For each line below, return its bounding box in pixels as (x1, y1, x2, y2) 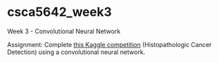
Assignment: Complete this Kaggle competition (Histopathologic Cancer (7, 40, 212, 48)
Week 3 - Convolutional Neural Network (7, 27, 121, 35)
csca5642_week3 (7, 4, 112, 20)
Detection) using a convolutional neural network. (7, 48, 146, 56)
